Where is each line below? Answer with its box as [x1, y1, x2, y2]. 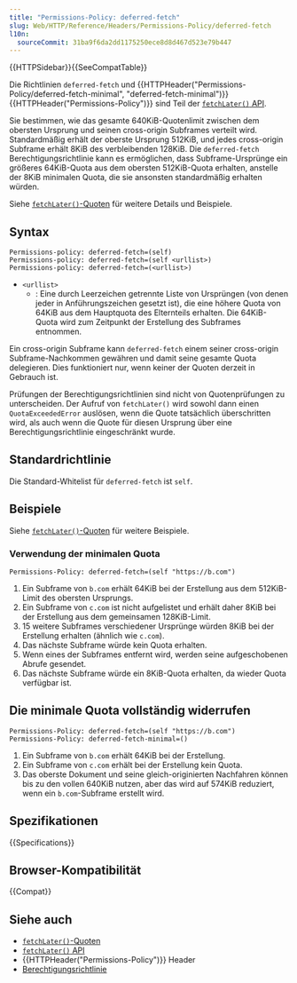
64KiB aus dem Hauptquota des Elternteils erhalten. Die [35, 307, 239, 318]
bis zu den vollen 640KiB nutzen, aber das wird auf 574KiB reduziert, [21, 778, 275, 789]
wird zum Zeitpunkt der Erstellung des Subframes [59, 317, 241, 328]
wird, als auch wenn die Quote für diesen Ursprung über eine [9, 417, 232, 428]
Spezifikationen [9, 813, 99, 828]
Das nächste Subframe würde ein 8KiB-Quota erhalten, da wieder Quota [21, 668, 286, 678]
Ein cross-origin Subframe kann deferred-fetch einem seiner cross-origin [9, 344, 279, 354]
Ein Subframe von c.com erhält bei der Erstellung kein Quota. [21, 759, 243, 770]
